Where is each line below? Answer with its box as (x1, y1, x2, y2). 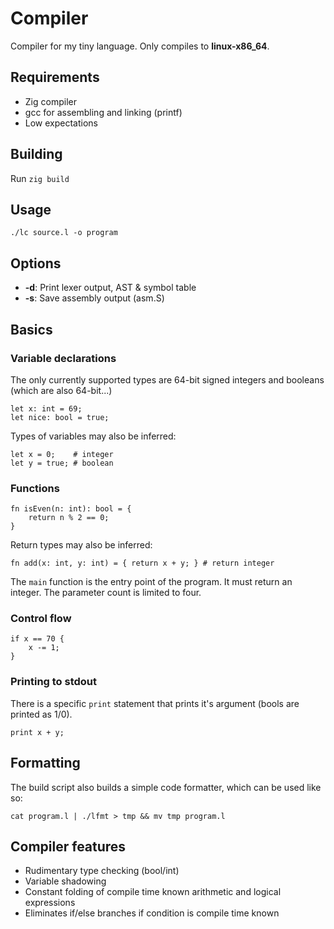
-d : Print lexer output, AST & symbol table (24, 282, 197, 294)
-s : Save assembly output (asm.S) (24, 292, 165, 304)
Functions (10, 481, 60, 495)
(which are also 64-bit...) (10, 384, 113, 396)
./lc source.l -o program (10, 228, 118, 238)
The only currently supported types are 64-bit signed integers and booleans (10, 373, 325, 386)
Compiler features (10, 838, 127, 855)
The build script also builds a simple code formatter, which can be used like (10, 781, 322, 793)
